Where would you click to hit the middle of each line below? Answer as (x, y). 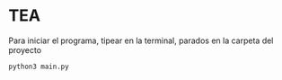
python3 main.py (39, 67)
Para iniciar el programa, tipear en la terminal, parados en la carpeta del (141, 40)
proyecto (25, 49)
